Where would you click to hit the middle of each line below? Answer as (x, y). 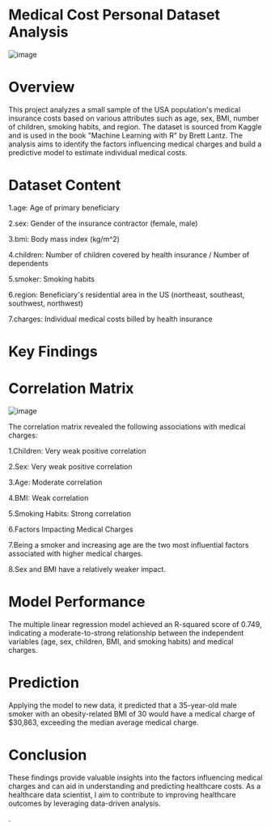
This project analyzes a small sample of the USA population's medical (125, 109)
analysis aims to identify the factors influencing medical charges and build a (135, 144)
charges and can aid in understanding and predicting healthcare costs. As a (135, 786)
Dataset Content (65, 186)
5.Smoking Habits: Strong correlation (70, 513)
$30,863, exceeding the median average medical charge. (104, 722)
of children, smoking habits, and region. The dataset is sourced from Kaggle (135, 126)
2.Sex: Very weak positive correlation (70, 466)
